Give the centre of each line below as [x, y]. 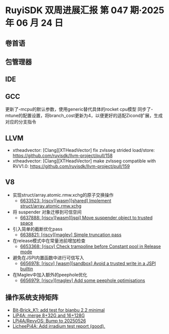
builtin [26, 268]
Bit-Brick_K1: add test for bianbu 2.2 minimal [59, 310]
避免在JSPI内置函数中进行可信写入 [48, 257]
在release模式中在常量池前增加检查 [49, 241]
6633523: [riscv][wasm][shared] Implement [66, 200]
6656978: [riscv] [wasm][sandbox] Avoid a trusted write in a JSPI [88, 263]
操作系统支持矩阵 [32, 297]
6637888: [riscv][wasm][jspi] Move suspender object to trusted [86, 217]
